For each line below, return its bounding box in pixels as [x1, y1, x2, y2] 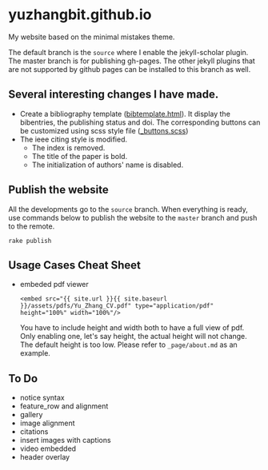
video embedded [19, 444, 77, 453]
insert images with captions [19, 436, 111, 445]
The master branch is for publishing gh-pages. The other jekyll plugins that [8, 56, 256, 66]
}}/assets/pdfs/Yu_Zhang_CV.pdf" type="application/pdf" [19, 302, 214, 310]
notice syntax [19, 393, 66, 403]
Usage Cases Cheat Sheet [8, 258, 142, 272]
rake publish [8, 237, 52, 245]
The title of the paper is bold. [31, 151, 128, 161]
